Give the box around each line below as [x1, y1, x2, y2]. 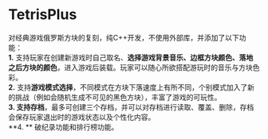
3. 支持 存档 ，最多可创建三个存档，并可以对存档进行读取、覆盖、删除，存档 [8, 102, 254, 112]
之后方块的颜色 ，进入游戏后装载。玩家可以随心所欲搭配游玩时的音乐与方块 [8, 62, 253, 72]
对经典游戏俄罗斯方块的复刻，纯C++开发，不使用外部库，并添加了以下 [8, 33, 239, 42]
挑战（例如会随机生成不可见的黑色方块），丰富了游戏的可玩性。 [14, 92, 222, 102]
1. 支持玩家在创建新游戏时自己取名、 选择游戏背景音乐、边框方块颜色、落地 [8, 52, 254, 62]
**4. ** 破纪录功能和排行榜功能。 [8, 122, 119, 132]
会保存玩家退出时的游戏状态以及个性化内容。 [8, 112, 156, 122]
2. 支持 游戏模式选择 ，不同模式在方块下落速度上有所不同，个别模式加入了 [8, 82, 248, 92]
